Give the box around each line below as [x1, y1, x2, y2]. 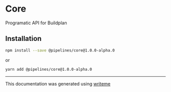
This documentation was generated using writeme [5, 80, 111, 86]
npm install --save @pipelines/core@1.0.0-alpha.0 [5, 48, 115, 53]
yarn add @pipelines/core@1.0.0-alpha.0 [5, 67, 93, 72]
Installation [5, 34, 42, 43]
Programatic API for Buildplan [5, 20, 67, 26]
